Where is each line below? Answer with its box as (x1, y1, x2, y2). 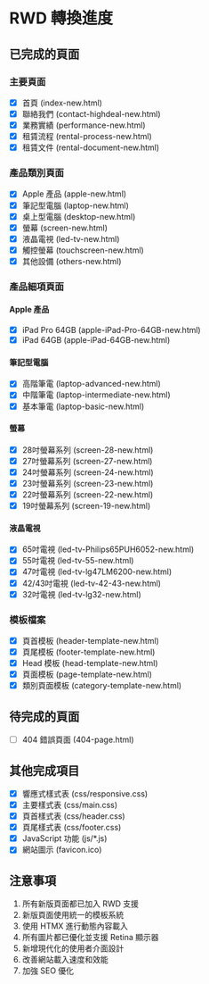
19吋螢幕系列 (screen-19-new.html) (21, 501, 151, 512)
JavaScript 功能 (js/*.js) (21, 833, 108, 844)
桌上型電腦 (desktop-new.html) (21, 211, 136, 221)
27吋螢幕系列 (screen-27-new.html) (21, 455, 153, 466)
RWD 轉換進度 (9, 8, 114, 29)
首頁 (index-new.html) (21, 97, 102, 108)
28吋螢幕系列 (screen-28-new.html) (21, 444, 154, 455)
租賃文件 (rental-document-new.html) (21, 142, 160, 153)
